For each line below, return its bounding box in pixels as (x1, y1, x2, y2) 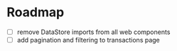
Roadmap (6, 4, 65, 21)
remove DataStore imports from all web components (16, 28, 171, 36)
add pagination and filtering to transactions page (16, 36, 161, 44)
